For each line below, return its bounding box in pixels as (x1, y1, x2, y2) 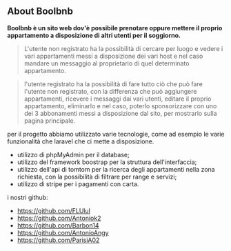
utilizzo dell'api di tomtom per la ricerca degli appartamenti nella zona (17, 165, 215, 173)
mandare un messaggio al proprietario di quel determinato (23, 59, 190, 68)
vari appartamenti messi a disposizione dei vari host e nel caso (23, 52, 203, 60)
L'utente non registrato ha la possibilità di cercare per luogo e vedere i (23, 44, 223, 52)
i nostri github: (7, 193, 48, 201)
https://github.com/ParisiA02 (17, 236, 100, 244)
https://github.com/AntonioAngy (17, 228, 109, 237)
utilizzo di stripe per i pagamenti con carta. (17, 179, 139, 188)
